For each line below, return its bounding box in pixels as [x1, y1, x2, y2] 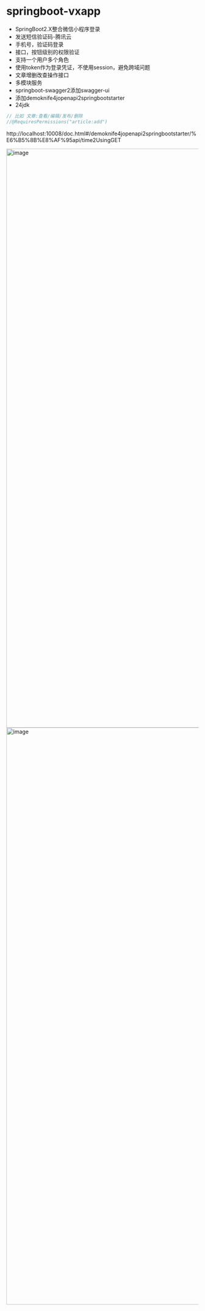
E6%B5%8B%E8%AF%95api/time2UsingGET [6, 136, 121, 143]
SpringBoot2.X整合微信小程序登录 [15, 25, 101, 32]
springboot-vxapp [6, 4, 101, 18]
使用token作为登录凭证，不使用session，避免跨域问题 [15, 63, 151, 71]
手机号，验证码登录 [15, 40, 64, 48]
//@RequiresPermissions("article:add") [6, 118, 108, 125]
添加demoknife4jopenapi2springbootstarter [15, 94, 125, 102]
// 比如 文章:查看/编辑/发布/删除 [6, 113, 83, 119]
